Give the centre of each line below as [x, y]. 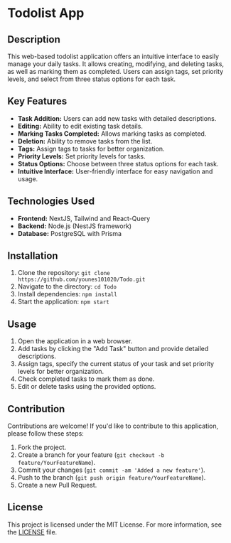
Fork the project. [42, 447]
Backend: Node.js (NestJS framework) [75, 226]
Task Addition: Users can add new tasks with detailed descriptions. [117, 118]
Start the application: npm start [64, 302]
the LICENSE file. [32, 532]
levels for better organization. [61, 372]
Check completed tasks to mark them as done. [86, 379]
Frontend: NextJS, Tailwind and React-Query [84, 218]
